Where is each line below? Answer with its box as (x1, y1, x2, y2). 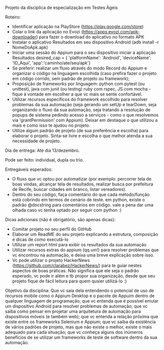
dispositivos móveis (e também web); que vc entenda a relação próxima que (5, 314, 159, 319)
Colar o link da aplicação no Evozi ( (12, 29, 83, 34)
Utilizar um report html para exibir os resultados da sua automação (12, 242, 146, 247)
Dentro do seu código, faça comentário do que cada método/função (12, 191, 150, 197)
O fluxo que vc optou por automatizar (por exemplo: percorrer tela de (12, 176, 152, 182)
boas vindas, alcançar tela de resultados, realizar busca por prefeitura (12, 181, 154, 187)
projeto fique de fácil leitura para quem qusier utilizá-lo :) (12, 278, 127, 284)
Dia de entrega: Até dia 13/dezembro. (5, 147, 80, 153)
